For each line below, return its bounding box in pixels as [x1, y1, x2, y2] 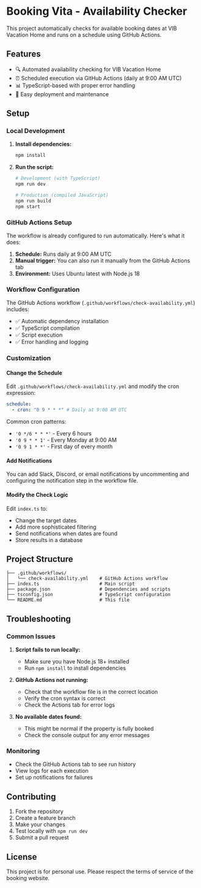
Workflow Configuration [6, 285, 80, 294]
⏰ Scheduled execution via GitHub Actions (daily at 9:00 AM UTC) [15, 74, 182, 82]
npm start [15, 204, 41, 210]
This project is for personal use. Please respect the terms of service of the [6, 868, 194, 875]
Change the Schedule [6, 369, 63, 377]
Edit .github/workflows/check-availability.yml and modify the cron [6, 383, 180, 390]
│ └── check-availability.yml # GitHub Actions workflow [6, 575, 168, 582]
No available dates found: [15, 713, 82, 721]
